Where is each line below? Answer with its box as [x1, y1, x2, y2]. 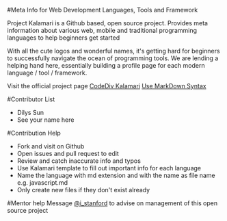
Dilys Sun [16, 109, 44, 116]
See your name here [16, 116, 75, 124]
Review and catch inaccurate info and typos [16, 157, 142, 165]
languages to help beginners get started [7, 34, 120, 42]
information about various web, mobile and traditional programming [7, 27, 197, 34]
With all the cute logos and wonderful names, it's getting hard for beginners [7, 47, 220, 55]
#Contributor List [7, 95, 55, 103]
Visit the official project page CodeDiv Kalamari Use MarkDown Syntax [7, 82, 206, 90]
